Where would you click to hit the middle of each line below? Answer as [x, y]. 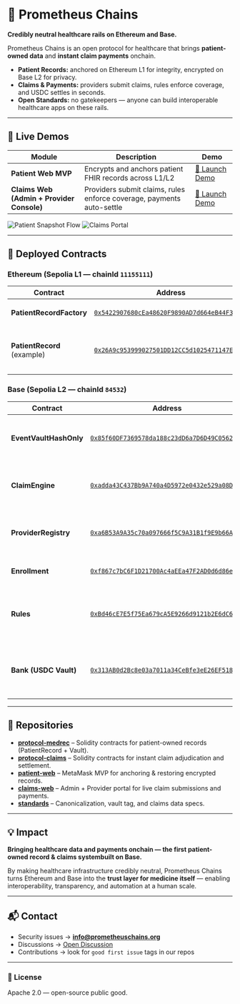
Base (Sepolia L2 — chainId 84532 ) [67, 390]
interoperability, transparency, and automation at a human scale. [102, 886]
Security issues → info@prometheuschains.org [89, 937]
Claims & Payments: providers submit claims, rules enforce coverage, [121, 84]
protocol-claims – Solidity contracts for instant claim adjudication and [121, 758]
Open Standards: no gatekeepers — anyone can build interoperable [118, 100]
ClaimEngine [33, 485]
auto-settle [104, 207]
